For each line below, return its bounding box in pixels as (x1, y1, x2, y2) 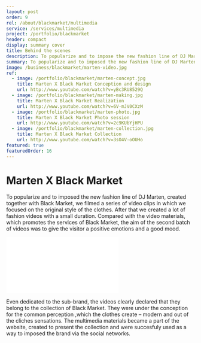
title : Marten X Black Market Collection (17, 131, 121, 138)
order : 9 (6, 14, 28, 20)
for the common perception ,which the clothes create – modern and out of (6, 311, 189, 318)
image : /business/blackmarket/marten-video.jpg (6, 64, 127, 71)
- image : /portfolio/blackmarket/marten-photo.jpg (11, 109, 141, 115)
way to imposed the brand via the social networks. (6, 330, 130, 337)
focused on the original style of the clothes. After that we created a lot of (6, 206, 185, 213)
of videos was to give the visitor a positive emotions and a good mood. (6, 225, 181, 232)
